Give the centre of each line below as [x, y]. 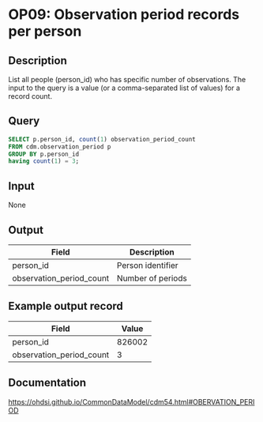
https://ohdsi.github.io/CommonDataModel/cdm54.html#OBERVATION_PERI [131, 401]
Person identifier [148, 265]
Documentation [47, 383]
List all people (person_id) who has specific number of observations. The [127, 79]
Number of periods [152, 278]
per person [45, 31]
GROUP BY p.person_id [44, 154]
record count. [30, 96]
